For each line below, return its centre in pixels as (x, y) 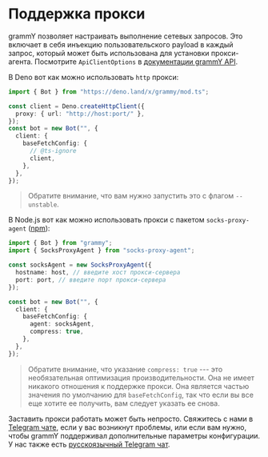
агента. (21, 62)
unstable (42, 205)
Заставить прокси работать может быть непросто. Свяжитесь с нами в (131, 419)
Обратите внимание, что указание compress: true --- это (125, 369)
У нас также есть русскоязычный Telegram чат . (89, 444)
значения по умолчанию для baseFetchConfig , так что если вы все (141, 395)
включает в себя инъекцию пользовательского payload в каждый (121, 44)
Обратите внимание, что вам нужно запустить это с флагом (131, 196)
